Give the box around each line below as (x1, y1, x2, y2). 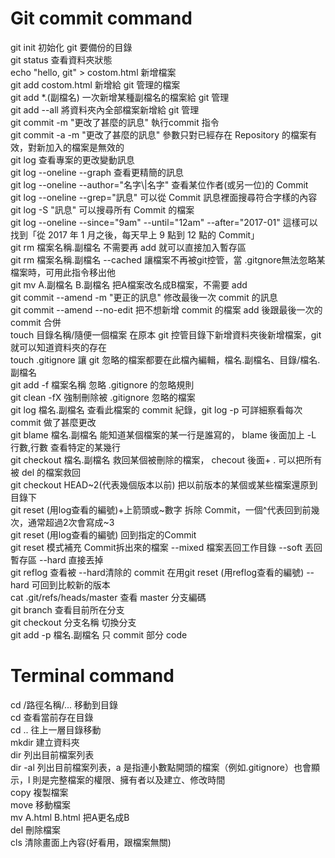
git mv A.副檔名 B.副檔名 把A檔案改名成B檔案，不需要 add (10, 278, 248, 291)
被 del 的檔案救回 (10, 466, 81, 478)
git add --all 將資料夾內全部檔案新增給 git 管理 (10, 103, 200, 116)
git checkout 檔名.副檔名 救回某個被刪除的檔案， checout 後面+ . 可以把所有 (10, 453, 323, 466)
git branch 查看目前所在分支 (10, 603, 125, 616)
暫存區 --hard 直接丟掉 (10, 553, 104, 566)
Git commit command (10, 7, 193, 30)
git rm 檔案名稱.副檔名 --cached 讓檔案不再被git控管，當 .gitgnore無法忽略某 (10, 253, 326, 266)
